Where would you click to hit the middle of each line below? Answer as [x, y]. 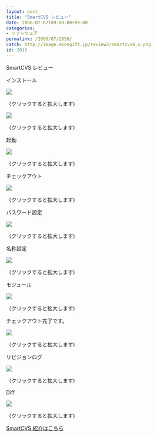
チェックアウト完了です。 [37, 321]
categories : [21, 28]
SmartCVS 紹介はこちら [35, 428]
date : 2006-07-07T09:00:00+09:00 [47, 22]
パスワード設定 [24, 212]
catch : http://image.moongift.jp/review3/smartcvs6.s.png [78, 45]
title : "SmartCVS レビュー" [39, 17]
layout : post [22, 12]
